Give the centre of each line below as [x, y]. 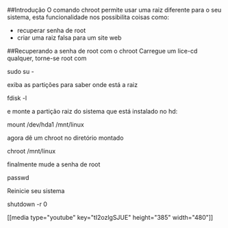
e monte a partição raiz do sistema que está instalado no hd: [92, 111]
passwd [18, 178]
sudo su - [21, 72]
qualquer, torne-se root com [47, 58]
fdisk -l [17, 98]
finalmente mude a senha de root [54, 164]
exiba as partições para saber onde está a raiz [73, 85]
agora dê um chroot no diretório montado [65, 138]
